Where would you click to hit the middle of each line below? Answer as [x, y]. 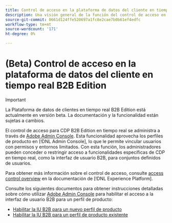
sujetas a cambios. [25, 120]
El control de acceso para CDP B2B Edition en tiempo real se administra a [83, 130]
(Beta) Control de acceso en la [71, 64]
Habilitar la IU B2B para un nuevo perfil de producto [67, 209]
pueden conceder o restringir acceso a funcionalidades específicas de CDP [85, 152]
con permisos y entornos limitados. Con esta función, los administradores [83, 147]
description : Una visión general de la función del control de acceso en [86, 15]
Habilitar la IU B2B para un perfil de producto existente [70, 215]
